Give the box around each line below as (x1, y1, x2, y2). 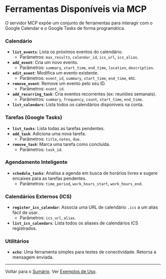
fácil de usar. (12, 209, 39, 215)
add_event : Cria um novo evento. (12, 60, 79, 66)
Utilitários (5, 238, 30, 245)
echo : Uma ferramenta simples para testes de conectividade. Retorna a (12, 249, 157, 255)
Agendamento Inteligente (5, 159, 68, 166)
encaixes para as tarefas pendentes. (12, 175, 87, 181)
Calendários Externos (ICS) (5, 193, 72, 200)
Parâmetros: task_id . (19, 146, 63, 152)
